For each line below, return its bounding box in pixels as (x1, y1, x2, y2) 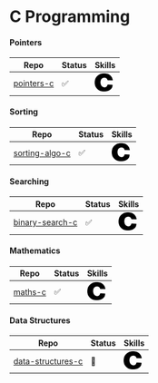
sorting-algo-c (13, 147, 71, 158)
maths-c (13, 286, 47, 297)
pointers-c (13, 78, 54, 89)
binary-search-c (13, 217, 78, 228)
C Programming (9, 6, 131, 27)
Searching (9, 175, 50, 187)
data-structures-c (13, 356, 84, 367)
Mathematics (9, 245, 61, 256)
